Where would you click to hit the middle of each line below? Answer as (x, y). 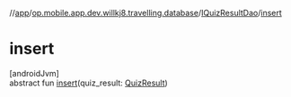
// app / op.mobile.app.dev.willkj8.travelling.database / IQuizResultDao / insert (146, 13)
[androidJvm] (35, 73)
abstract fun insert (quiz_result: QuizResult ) (88, 83)
